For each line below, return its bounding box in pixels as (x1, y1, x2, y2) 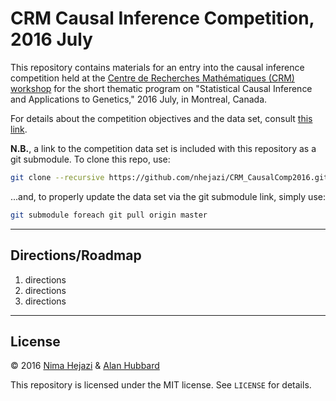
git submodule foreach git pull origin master (10, 210, 208, 220)
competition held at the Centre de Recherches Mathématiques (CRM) (10, 72, 295, 84)
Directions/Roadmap (10, 247, 142, 264)
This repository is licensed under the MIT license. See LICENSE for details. (10, 379, 312, 391)
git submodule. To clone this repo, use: (10, 153, 171, 165)
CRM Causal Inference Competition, (10, 7, 315, 30)
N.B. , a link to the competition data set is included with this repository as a (10, 142, 317, 154)
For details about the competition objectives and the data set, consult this (10, 112, 313, 124)
